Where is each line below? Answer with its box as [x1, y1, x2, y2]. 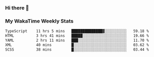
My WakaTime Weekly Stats [5, 17, 74, 24]
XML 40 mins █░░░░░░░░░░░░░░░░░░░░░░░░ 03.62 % [5, 42, 149, 47]
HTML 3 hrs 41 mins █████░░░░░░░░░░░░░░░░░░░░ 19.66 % [5, 33, 149, 38]
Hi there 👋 [5, 4, 30, 11]
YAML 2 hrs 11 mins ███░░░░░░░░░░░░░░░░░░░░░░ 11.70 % [5, 38, 149, 43]
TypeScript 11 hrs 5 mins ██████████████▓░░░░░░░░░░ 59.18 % [5, 29, 149, 34]
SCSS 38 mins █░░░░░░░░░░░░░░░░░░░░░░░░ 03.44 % [5, 47, 149, 52]
